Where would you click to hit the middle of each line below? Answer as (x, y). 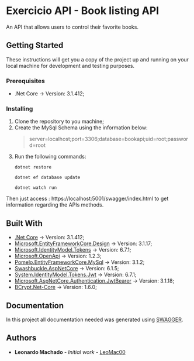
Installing (20, 108)
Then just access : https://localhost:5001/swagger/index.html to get (87, 199)
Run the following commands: (50, 157)
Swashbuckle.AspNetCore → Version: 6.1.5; (67, 269)
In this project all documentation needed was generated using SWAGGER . (95, 319)
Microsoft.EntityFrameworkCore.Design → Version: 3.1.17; (83, 243)
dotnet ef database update (47, 178)
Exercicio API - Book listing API (83, 11)
